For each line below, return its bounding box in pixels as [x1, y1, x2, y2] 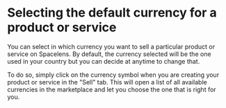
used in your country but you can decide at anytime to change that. [7, 57, 200, 65]
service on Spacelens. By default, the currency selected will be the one [7, 50, 211, 58]
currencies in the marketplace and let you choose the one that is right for [7, 85, 217, 93]
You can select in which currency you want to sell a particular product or [7, 42, 216, 51]
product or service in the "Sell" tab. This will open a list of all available [7, 78, 207, 86]
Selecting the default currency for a [7, 5, 217, 21]
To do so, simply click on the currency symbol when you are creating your [7, 71, 220, 79]
